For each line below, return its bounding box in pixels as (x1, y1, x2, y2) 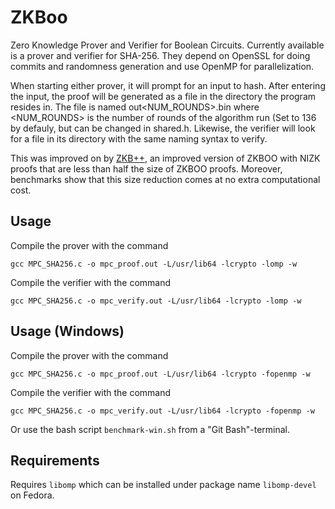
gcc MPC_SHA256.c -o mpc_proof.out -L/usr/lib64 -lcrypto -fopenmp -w (10, 369, 311, 379)
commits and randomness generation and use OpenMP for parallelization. (10, 60, 315, 72)
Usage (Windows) (10, 323, 125, 340)
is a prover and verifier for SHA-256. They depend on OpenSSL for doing (10, 49, 311, 61)
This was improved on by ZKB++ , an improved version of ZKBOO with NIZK (10, 152, 321, 164)
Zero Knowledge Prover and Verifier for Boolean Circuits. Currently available (10, 39, 325, 51)
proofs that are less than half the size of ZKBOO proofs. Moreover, (10, 162, 283, 175)
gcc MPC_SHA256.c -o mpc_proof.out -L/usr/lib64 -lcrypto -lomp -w (10, 259, 298, 269)
